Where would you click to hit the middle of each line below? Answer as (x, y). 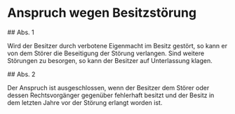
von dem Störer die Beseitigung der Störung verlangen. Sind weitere (106, 53)
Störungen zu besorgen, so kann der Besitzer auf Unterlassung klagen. (110, 60)
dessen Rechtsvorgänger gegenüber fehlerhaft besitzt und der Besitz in (111, 95)
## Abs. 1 (21, 32)
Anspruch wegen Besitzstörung (102, 13)
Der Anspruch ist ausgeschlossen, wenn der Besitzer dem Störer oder (108, 87)
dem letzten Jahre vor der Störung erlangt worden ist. (85, 102)
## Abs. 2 (21, 74)
